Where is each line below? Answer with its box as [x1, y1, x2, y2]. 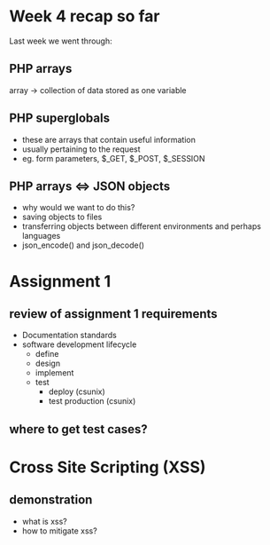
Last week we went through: [9, 36, 112, 46]
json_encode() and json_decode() [21, 240, 144, 250]
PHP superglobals [9, 111, 111, 126]
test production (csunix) [48, 396, 136, 407]
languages [21, 231, 61, 241]
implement [35, 367, 74, 378]
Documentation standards [21, 330, 117, 341]
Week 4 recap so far [9, 6, 160, 27]
